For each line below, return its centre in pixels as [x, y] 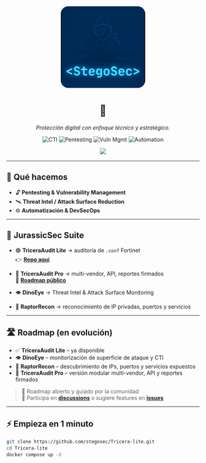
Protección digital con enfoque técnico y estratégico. [103, 128]
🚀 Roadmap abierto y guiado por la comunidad [80, 391]
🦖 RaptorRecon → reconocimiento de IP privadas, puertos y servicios [103, 307]
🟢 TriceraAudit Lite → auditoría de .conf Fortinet [78, 250]
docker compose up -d [34, 454]
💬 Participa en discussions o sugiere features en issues [92, 398]
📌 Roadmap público [40, 280]
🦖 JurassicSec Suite [45, 235]
